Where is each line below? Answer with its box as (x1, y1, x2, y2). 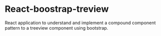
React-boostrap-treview (5, 3, 109, 15)
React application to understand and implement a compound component (5, 20, 156, 26)
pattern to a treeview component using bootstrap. (5, 25, 108, 31)
